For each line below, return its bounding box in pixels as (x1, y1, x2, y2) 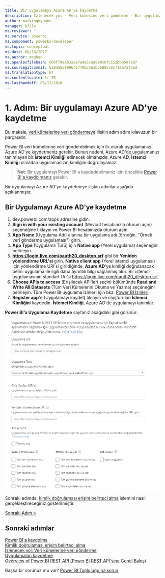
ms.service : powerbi (5, 34, 48, 39)
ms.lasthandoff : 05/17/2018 (5, 81, 63, 86)
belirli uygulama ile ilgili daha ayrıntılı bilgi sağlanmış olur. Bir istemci (12, 268, 150, 274)
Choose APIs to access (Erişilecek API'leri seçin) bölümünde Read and (12, 279, 157, 285)
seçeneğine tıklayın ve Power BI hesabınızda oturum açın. (12, 227, 129, 232)
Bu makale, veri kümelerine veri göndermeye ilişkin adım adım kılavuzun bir (5, 129, 157, 135)
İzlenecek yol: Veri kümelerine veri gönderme (5, 548, 97, 553)
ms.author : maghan (5, 55, 43, 59)
